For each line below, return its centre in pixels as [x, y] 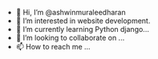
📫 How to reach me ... [53, 47]
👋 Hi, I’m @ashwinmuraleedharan [71, 12]
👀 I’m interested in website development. [83, 21]
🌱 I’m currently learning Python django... [83, 29]
